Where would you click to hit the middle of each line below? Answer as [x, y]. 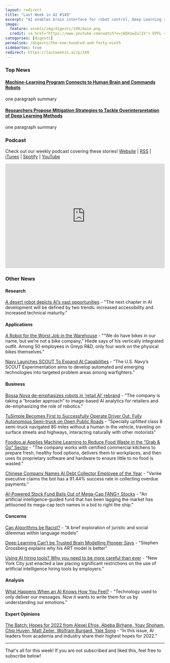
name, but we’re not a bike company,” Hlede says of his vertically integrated [84, 341]
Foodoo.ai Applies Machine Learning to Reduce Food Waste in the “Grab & [83, 442]
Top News [18, 70]
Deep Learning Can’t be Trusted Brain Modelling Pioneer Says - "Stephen [82, 542]
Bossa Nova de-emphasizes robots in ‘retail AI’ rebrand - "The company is [83, 395]
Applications [19, 324]
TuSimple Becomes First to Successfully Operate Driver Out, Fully [74, 416]
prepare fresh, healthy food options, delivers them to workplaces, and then [83, 453]
